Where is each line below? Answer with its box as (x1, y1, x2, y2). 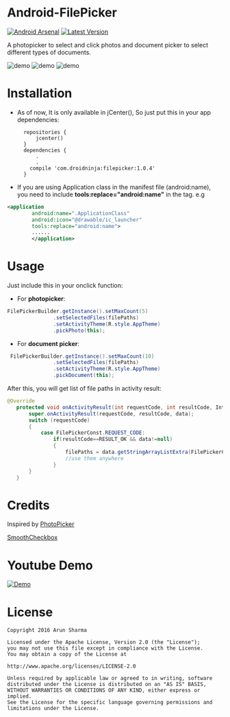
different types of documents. (7, 48, 91, 56)
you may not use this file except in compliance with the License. (7, 645, 204, 652)
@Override (7, 398, 36, 405)
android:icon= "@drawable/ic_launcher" (31, 216, 142, 223)
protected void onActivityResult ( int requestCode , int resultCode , (16, 404, 213, 411)
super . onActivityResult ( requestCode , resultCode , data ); (28, 410, 194, 417)
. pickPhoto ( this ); (53, 327, 106, 334)
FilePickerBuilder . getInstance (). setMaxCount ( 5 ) (7, 308, 149, 315)
